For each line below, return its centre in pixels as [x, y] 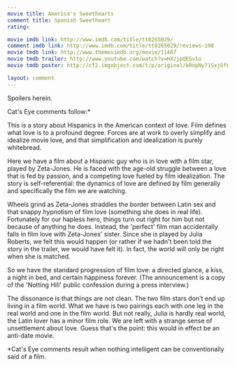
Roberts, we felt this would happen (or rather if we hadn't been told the [109, 241]
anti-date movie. [31, 335]
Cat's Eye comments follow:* [49, 111]
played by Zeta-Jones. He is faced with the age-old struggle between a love [117, 168]
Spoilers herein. [30, 98]
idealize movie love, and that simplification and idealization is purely [105, 140]
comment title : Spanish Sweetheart [59, 20]
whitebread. [24, 147]
